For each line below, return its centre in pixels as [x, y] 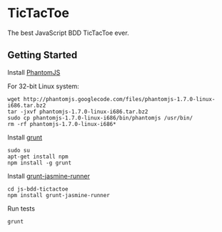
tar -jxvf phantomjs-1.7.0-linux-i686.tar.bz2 [78, 112]
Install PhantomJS [34, 72]
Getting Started [42, 55]
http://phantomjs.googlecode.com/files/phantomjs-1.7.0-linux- [119, 99]
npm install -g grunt [40, 163]
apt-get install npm [38, 157]
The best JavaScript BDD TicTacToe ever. [69, 33]
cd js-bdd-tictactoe [38, 189]
